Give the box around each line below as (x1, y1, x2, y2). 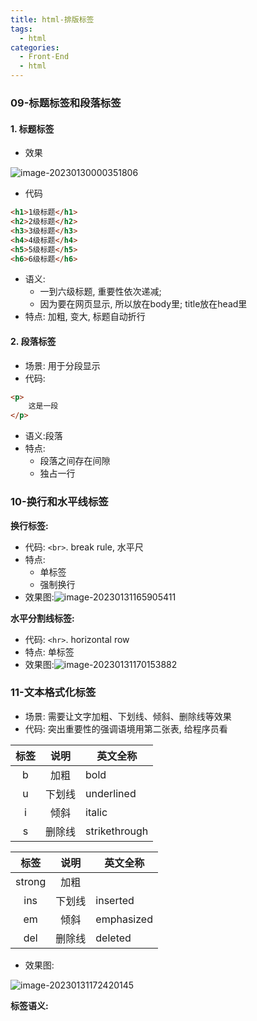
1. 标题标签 (10, 122, 55, 135)
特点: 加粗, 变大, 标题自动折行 (24, 311, 146, 323)
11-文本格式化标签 (10, 686, 97, 700)
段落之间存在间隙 (39, 455, 111, 467)
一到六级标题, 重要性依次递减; (39, 286, 162, 298)
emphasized (95, 912, 153, 926)
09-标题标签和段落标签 (10, 96, 122, 110)
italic (85, 805, 108, 819)
